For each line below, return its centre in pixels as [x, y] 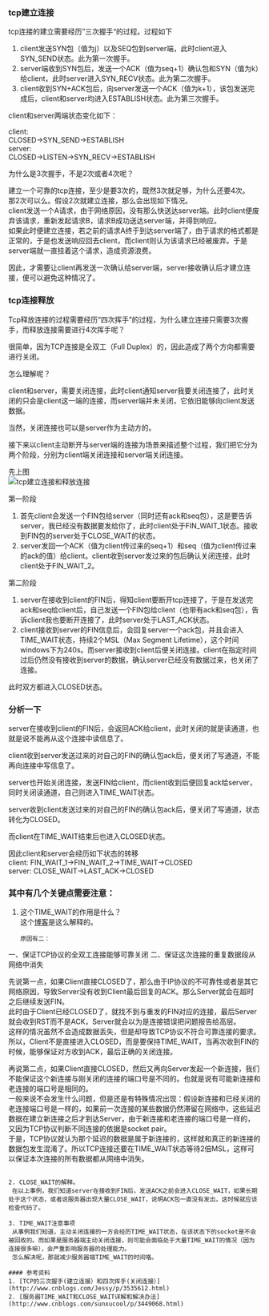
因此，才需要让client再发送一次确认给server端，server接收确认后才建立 [126, 268]
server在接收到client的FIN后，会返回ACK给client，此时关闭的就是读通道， [130, 728]
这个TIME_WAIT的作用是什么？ [70, 912]
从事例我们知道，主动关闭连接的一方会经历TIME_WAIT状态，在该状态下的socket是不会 [134, 1232]
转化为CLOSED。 [36, 819]
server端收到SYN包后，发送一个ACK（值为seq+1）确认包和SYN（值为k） [139, 69]
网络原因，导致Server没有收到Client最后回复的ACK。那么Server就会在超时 [131, 992]
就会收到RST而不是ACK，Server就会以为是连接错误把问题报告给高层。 [124, 1021]
